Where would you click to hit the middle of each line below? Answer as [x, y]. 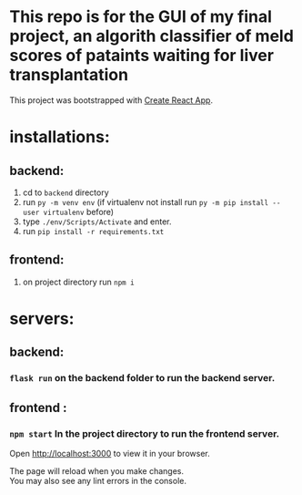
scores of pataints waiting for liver [142, 56]
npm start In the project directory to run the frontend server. [145, 433]
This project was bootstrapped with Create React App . [111, 100]
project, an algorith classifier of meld [151, 36]
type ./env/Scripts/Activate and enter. [97, 222]
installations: [60, 137]
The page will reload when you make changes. [97, 470]
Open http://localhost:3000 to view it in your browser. [110, 453]
